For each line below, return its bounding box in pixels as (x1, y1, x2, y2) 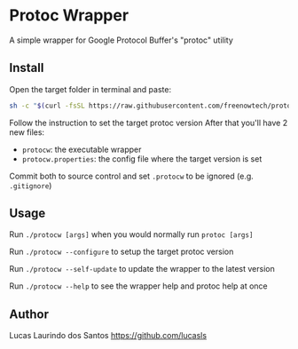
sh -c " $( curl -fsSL (9, 101, 86, 110)
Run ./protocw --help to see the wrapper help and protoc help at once (9, 281, 268, 291)
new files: (9, 126, 45, 138)
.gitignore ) (9, 179, 52, 191)
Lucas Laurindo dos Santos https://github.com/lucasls (9, 330, 207, 341)
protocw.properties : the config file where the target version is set (21, 153, 263, 164)
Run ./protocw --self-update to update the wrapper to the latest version (9, 264, 275, 274)
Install (9, 60, 44, 75)
